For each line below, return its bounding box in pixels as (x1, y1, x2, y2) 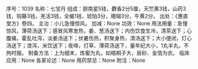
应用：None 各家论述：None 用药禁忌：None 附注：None (6, 57, 146, 64)
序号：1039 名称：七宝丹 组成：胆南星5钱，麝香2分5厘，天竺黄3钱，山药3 (6, 5, 187, 12)
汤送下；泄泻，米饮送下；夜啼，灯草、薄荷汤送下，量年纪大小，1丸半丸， (6, 42, 184, 49)
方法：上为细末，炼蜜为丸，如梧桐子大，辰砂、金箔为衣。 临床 (38, 50, 190, 56)
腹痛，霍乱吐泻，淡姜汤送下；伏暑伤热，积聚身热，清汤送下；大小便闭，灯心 (6, 35, 192, 41)
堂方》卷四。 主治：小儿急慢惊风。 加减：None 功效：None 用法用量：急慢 (6, 20, 188, 27)
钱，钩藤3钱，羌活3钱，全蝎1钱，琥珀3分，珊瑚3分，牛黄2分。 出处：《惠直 (6, 12, 189, 19)
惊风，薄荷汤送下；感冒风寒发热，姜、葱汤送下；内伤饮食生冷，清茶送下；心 (6, 27, 192, 34)
